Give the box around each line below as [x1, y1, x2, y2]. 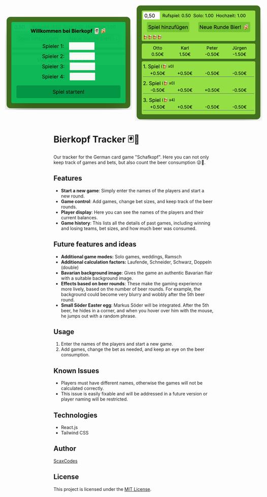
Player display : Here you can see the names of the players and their [60, 209, 204, 215]
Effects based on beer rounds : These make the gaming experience [60, 280, 202, 286]
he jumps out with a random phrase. [60, 313, 137, 319]
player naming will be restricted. [60, 396, 128, 402]
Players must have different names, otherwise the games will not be [60, 380, 203, 386]
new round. [60, 193, 85, 199]
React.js [60, 424, 78, 430]
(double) [60, 264, 79, 270]
